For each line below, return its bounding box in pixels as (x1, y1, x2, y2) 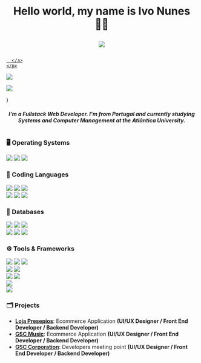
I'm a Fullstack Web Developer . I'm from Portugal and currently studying (8, 110, 195, 117)
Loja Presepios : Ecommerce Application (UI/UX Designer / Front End (15, 317, 188, 325)
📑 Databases (6, 207, 44, 216)
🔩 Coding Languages (6, 170, 69, 179)
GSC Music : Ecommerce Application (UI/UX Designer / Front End (15, 330, 179, 337)
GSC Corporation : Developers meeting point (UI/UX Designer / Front (15, 343, 188, 350)
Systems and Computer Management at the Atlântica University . (18, 117, 186, 124)
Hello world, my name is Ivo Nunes (13, 4, 191, 18)
